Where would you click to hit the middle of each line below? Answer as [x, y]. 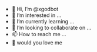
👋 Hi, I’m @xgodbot [35, 9]
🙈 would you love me [37, 43]
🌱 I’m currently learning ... [43, 21]
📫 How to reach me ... [39, 34]
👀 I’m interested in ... [36, 15]
